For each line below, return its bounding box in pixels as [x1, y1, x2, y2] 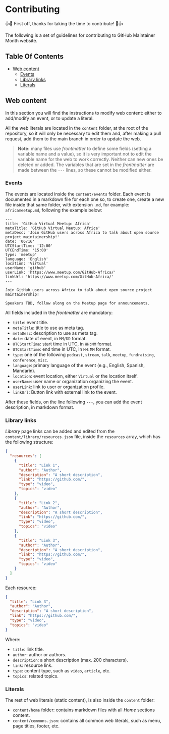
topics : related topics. [12, 673, 59, 679]
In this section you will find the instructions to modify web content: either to [5, 110, 162, 116]
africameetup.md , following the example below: [5, 207, 102, 213]
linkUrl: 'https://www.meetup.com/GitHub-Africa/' [5, 274, 114, 279]
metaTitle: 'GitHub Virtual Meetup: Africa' [5, 226, 100, 231]
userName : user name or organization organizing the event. [12, 378, 133, 384]
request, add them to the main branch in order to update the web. [5, 135, 141, 142]
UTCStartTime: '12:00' [5, 243, 53, 248]
